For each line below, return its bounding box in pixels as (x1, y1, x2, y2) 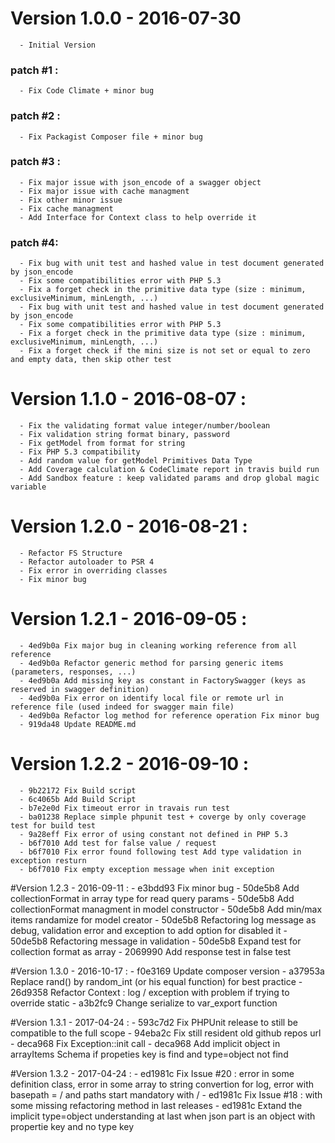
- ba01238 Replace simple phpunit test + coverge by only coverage (19, 812, 307, 822)
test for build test (10, 820, 97, 831)
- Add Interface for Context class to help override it (19, 212, 257, 222)
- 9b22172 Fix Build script (19, 785, 137, 796)
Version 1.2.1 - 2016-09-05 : (10, 608, 248, 631)
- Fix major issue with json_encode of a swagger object (19, 177, 262, 187)
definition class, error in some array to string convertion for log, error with (10, 1078, 314, 1090)
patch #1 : (10, 63, 59, 77)
